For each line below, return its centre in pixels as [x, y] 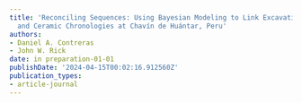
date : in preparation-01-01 [62, 59]
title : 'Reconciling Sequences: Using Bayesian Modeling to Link [134, 17]
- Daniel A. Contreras [52, 43]
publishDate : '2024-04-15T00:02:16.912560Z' [94, 68]
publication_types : [46, 76]
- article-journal [44, 84]
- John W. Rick [38, 51]
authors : [26, 34]
